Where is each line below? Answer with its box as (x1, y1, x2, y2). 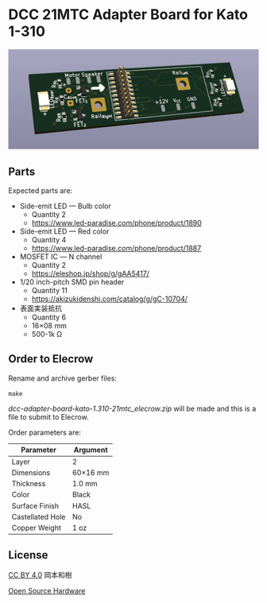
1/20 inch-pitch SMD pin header (19, 277, 125, 287)
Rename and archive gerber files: (8, 373, 118, 383)
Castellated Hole (11, 512, 66, 521)
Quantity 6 (31, 312, 67, 323)
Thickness (11, 479, 46, 489)
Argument (73, 445, 109, 454)
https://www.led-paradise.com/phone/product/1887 (31, 244, 202, 253)
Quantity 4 (31, 235, 67, 245)
